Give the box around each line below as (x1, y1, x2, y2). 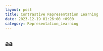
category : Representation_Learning (5, 21, 79, 26)
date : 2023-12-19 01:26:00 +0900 (5, 16, 74, 21)
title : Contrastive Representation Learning (5, 12, 99, 17)
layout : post (5, 7, 32, 12)
